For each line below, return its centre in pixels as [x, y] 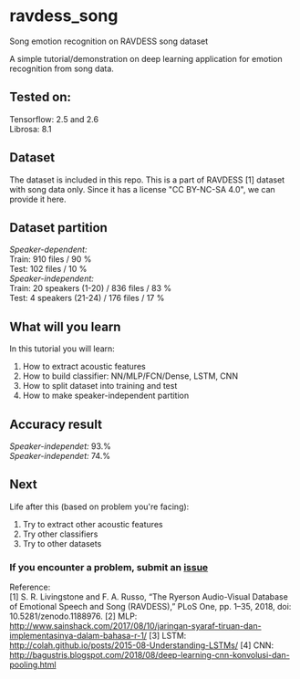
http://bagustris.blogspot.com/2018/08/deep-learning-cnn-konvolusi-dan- [150, 655]
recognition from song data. [62, 68]
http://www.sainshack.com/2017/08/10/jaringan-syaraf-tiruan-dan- [135, 626]
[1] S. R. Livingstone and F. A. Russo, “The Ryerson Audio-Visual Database [149, 597]
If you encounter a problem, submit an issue [109, 567]
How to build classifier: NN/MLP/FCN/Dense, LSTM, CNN [130, 376]
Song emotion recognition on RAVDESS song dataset [109, 41]
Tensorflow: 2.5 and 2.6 [54, 119]
